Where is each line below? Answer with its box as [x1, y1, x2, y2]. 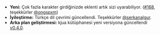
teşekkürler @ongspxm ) [9, 9, 59, 15]
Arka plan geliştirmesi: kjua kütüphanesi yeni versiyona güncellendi [9, 19, 148, 25]
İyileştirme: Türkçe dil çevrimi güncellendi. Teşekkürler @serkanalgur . [9, 15, 152, 20]
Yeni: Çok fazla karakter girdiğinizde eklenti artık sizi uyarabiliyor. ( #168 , [9, 4, 156, 10]
